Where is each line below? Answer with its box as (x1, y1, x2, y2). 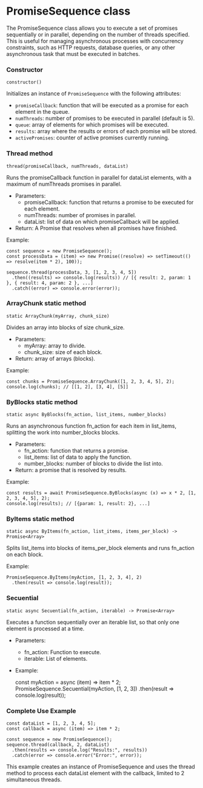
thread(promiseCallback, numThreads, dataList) (6, 163, 129, 169)
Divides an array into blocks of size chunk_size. (6, 324, 125, 331)
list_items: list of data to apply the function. (24, 453, 132, 461)
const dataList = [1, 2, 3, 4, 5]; (6, 720, 96, 727)
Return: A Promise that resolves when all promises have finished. (15, 224, 178, 232)
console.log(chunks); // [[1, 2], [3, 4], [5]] (6, 383, 129, 390)
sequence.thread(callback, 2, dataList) (6, 742, 110, 748)
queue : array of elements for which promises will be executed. (15, 121, 169, 128)
